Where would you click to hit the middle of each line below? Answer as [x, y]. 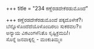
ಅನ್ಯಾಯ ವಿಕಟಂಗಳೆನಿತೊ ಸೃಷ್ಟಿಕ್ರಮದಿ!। [38, 33]
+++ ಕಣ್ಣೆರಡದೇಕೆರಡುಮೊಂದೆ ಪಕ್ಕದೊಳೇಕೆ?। [45, 20]
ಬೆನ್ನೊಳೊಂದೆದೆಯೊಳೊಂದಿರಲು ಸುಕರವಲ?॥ [44, 26]
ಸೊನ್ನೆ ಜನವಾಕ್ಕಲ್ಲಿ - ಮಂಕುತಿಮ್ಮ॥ [34, 39]
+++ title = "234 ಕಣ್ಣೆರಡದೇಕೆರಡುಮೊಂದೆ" [47, 8]
